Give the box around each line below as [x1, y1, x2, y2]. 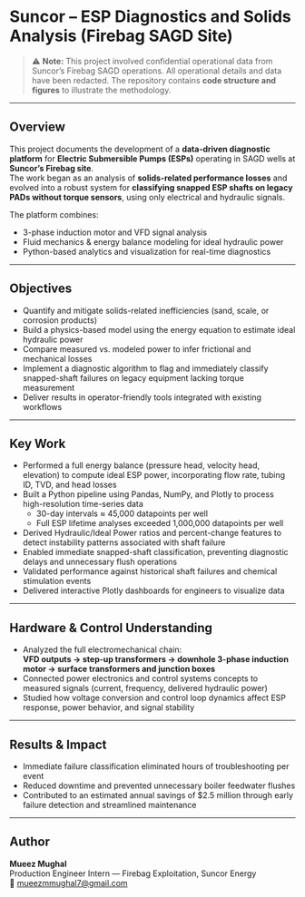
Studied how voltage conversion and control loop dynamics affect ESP [22, 692, 286, 704]
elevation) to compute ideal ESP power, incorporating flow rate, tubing [22, 470, 286, 481]
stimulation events [22, 576, 92, 587]
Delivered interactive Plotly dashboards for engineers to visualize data [22, 585, 285, 596]
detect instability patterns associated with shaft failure [22, 537, 226, 548]
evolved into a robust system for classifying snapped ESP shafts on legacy [9, 181, 293, 192]
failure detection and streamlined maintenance [22, 800, 197, 810]
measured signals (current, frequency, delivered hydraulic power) [22, 683, 268, 694]
